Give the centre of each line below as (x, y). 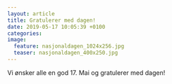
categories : (25, 33)
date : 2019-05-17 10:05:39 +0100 (56, 27)
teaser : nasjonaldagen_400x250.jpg (66, 53)
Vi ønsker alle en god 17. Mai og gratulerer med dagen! (86, 72)
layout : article (31, 14)
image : (17, 40)
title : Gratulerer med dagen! (52, 20)
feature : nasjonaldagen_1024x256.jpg (69, 46)
